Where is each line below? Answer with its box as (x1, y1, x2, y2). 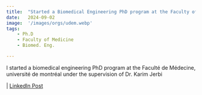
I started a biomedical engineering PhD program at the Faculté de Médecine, (6, 64, 196, 71)
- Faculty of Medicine (17, 37, 74, 43)
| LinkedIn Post (6, 82, 43, 89)
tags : (6, 25, 20, 32)
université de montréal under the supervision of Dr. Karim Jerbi (6, 70, 162, 78)
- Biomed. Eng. (17, 43, 55, 49)
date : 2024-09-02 (6, 14, 55, 20)
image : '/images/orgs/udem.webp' (6, 20, 93, 26)
